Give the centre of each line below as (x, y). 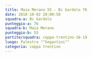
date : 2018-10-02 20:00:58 (33, 14)
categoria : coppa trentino (33, 47)
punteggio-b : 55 (22, 33)
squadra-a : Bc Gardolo (28, 19)
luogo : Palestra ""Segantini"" (37, 42)
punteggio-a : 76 (22, 24)
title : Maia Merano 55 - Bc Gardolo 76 (46, 10)
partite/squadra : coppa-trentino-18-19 (46, 38)
